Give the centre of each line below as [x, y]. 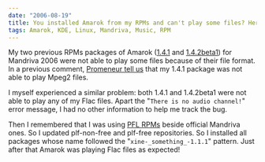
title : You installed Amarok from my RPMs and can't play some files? [127, 23]
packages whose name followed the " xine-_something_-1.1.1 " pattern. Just [131, 142]
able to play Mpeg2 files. [49, 77]
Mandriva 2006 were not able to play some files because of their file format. [132, 61]
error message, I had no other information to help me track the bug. [118, 109]
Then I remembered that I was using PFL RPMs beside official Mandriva [124, 125]
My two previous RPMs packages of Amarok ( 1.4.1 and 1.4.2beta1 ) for [120, 53]
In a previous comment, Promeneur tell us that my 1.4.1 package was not [125, 69]
